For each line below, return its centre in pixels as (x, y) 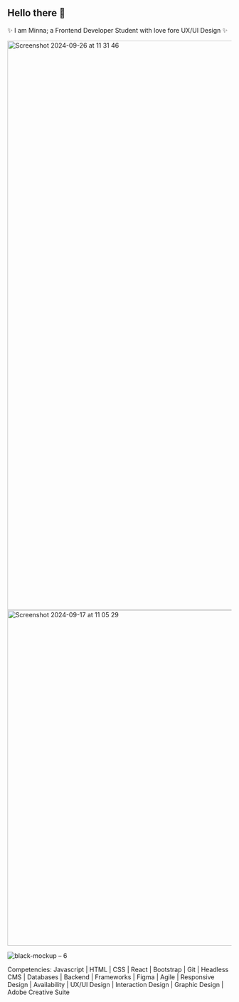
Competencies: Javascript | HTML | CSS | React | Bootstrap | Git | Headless (118, 969)
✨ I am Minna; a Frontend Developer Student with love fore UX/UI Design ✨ (118, 30)
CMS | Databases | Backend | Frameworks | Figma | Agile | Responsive (111, 977)
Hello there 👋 (37, 13)
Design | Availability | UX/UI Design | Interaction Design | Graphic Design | (116, 984)
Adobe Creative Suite (38, 992)
